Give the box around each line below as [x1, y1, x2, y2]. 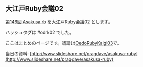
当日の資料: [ [5, 50, 32, 56]
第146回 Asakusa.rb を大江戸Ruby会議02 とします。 [5, 19, 113, 25]
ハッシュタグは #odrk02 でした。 [5, 29, 75, 35]
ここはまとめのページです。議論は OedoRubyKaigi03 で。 [5, 40, 122, 46]
